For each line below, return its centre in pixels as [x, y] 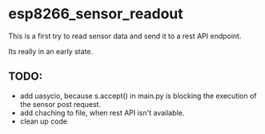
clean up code [44, 121]
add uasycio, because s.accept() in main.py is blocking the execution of [139, 96]
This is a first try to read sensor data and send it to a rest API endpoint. [125, 36]
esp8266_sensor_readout [96, 14]
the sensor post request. [60, 104]
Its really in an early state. [51, 51]
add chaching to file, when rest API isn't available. [102, 112]
